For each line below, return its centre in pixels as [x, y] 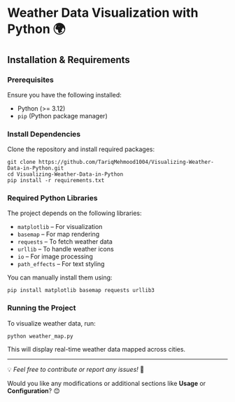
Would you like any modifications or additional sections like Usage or [107, 383]
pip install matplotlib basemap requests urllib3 [81, 291]
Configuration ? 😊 [34, 391]
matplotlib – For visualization [60, 227]
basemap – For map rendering [58, 234]
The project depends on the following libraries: [74, 213]
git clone [22, 162]
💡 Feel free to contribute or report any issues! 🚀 [76, 369]
